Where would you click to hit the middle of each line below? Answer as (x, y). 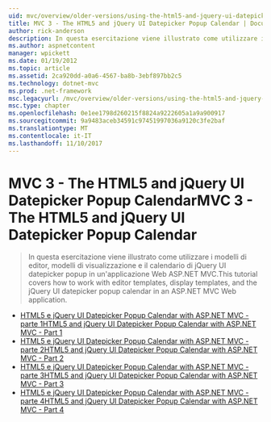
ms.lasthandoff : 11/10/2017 (56, 143)
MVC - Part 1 (41, 332)
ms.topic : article (39, 69)
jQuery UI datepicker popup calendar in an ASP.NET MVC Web (132, 291)
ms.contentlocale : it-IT (50, 136)
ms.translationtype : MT (48, 128)
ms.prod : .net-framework (50, 91)
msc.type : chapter (39, 106)
